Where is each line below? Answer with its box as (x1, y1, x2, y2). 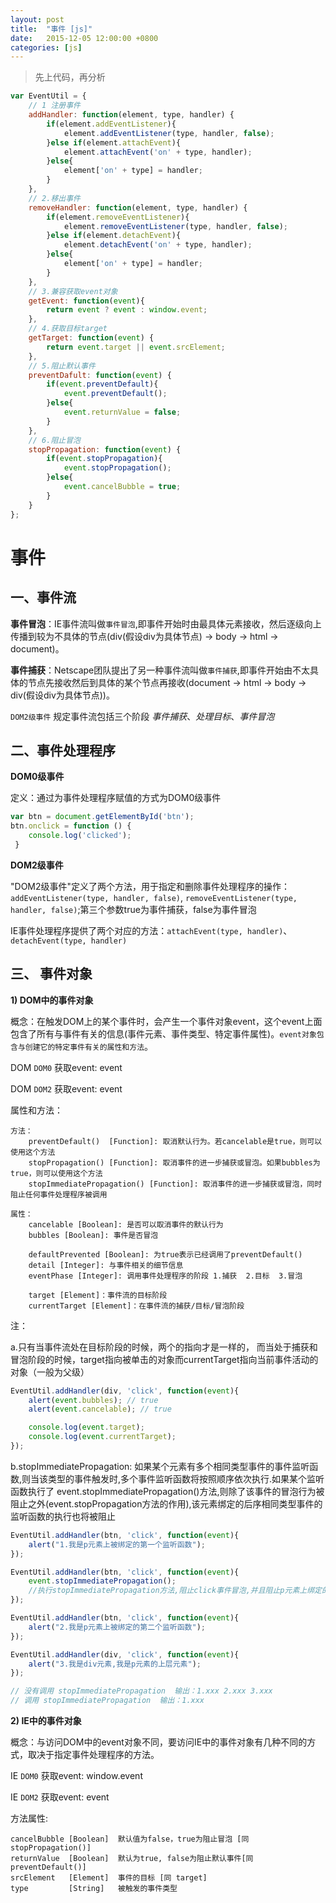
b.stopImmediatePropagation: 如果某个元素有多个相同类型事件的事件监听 (10, 1460, 310, 1472)
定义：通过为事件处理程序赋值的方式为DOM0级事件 (10, 792, 222, 804)
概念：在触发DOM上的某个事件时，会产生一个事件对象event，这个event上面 (10, 1015, 323, 1027)
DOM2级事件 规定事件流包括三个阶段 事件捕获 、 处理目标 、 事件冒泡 (10, 710, 275, 722)
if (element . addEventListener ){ (46, 119, 177, 129)
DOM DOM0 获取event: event (10, 1061, 123, 1073)
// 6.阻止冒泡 (28, 435, 81, 445)
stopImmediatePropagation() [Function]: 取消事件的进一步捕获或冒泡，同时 (28, 1179, 323, 1189)
